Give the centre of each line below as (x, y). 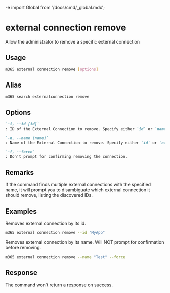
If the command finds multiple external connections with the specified (78, 185)
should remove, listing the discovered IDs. (49, 195)
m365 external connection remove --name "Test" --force (65, 257)
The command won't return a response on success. (59, 285)
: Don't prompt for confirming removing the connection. (67, 156)
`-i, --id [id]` (22, 124)
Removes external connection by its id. (46, 223)
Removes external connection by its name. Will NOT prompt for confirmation (85, 242)
